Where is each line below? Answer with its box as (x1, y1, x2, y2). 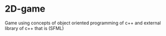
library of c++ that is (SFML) (5, 25, 64, 31)
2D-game (5, 3, 46, 15)
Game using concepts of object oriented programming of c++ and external (5, 20, 161, 26)
